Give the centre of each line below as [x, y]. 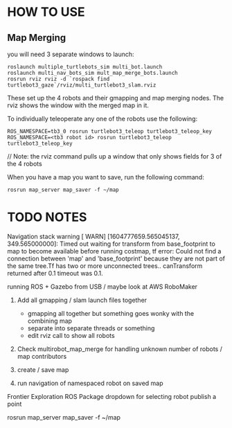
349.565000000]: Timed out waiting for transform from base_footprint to [111, 244]
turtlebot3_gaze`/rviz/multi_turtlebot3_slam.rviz [82, 85]
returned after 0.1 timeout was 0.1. [55, 273]
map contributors [42, 356]
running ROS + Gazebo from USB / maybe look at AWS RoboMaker [102, 286]
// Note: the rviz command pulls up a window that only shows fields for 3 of [115, 156]
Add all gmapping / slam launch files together [82, 300]
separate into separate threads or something [91, 328]
